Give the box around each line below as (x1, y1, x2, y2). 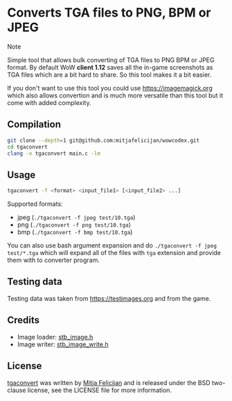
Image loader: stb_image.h (17, 333, 93, 341)
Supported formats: (7, 200, 64, 208)
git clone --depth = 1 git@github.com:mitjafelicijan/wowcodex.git (7, 137, 199, 144)
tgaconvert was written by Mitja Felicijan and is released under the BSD (7, 378, 211, 386)
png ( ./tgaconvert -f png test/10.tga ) (17, 221, 132, 229)
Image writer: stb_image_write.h (17, 340, 109, 348)
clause (7, 386, 26, 394)
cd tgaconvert (7, 143, 48, 150)
